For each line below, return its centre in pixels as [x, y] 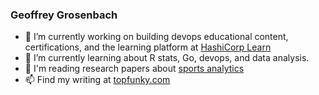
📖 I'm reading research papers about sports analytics [134, 69]
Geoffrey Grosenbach [64, 15]
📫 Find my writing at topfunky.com [97, 80]
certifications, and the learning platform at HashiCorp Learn [148, 47]
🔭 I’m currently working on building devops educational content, [156, 37]
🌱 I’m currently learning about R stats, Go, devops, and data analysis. [167, 58]
